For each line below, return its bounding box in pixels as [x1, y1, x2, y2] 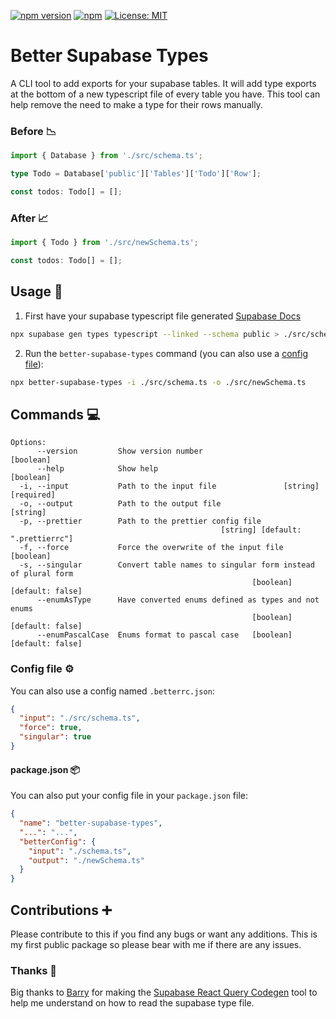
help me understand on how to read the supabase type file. [10, 997, 255, 1009]
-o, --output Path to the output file [19, 499, 222, 509]
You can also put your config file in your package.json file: [10, 790, 248, 802]
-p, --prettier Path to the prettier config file [19, 516, 262, 527]
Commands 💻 [10, 406, 101, 423]
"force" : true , [19, 723, 83, 733]
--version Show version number [36, 446, 203, 457]
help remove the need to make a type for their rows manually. [10, 98, 263, 110]
